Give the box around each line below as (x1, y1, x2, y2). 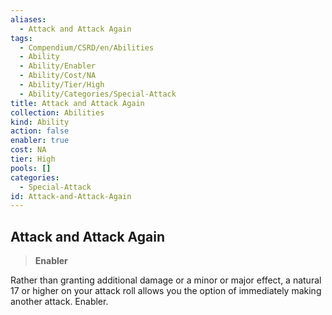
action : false (10, 126, 70, 136)
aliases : (10, 14, 47, 25)
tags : (10, 33, 33, 43)
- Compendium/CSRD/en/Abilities (19, 42, 155, 53)
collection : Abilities (10, 107, 105, 118)
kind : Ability (10, 117, 70, 127)
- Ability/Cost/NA (19, 71, 97, 81)
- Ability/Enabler (19, 61, 97, 71)
